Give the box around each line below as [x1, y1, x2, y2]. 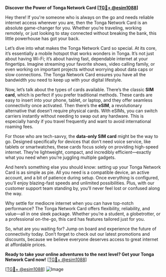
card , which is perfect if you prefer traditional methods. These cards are [5, 92, 153, 98]
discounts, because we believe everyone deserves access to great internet [5, 237, 159, 242]
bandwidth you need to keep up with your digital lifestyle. [5, 77, 122, 83]
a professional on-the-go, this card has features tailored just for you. [5, 216, 145, 222]
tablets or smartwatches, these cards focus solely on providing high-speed [5, 144, 159, 149]
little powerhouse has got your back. [5, 35, 80, 41]
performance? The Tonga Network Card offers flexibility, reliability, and [5, 206, 150, 211]
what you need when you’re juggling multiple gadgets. [5, 154, 116, 160]
